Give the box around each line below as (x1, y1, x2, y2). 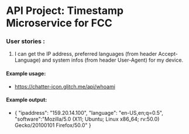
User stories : (6, 37, 45, 45)
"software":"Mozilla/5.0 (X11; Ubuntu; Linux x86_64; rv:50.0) (14, 115, 160, 122)
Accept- (158, 51, 178, 58)
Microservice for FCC (6, 16, 113, 30)
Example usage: (6, 70, 46, 77)
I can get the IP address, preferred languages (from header (14, 51, 157, 58)
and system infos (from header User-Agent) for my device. (42, 57, 183, 64)
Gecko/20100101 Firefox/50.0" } (14, 121, 92, 129)
